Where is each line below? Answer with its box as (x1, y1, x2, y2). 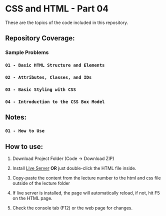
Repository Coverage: (5, 34, 75, 42)
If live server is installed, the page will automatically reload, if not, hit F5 (12, 190, 160, 196)
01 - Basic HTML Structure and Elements (5, 62, 105, 68)
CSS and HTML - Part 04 (5, 3, 109, 14)
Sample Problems (5, 49, 49, 56)
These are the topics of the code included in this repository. (5, 19, 128, 25)
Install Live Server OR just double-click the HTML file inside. (12, 165, 136, 171)
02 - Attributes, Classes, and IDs (5, 74, 92, 80)
